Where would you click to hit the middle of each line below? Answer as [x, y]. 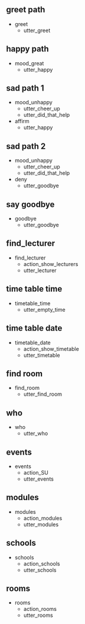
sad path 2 [26, 146]
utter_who [36, 433]
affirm [22, 121]
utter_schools [40, 570]
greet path [26, 10]
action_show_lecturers [51, 264]
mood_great [29, 63]
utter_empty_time [45, 309]
